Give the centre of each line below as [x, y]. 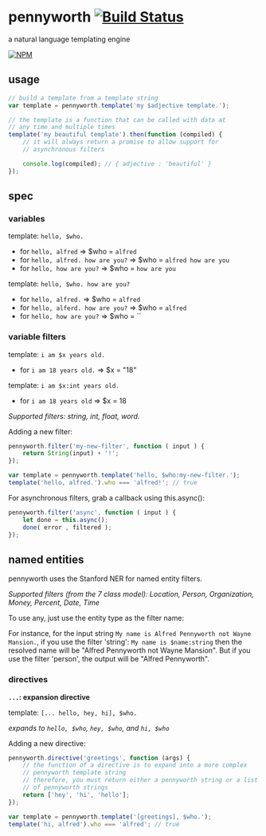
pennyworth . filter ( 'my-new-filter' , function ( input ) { [106, 446]
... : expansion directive [49, 697]
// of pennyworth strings [66, 788]
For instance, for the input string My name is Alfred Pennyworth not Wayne [130, 634]
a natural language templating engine [69, 39]
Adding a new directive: [47, 743]
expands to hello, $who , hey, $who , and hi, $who [89, 728]
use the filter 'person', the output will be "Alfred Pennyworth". [109, 659]
